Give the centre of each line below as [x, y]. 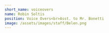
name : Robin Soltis [25, 14]
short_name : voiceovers [29, 9]
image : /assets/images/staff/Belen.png [46, 23]
